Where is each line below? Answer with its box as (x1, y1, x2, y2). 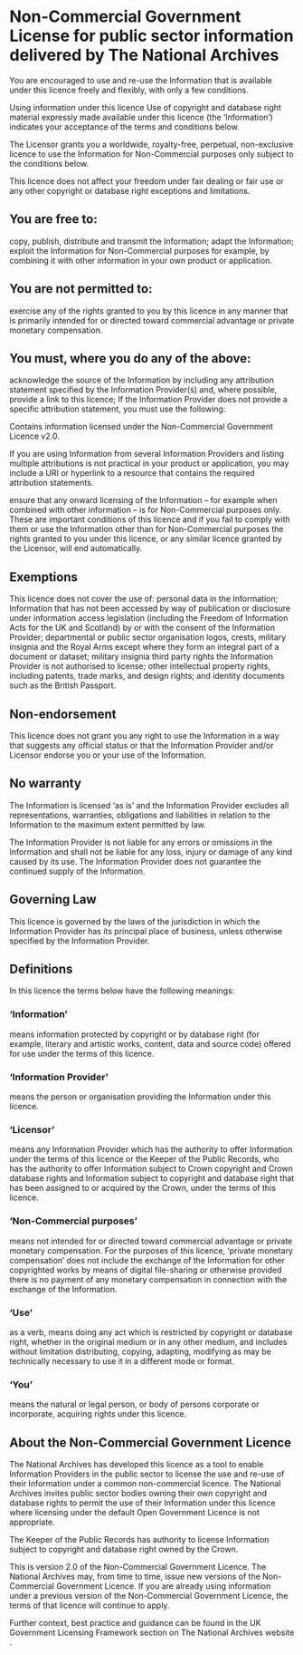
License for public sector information (9, 25, 294, 46)
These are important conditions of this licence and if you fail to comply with (9, 514, 291, 525)
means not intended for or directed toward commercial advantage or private (9, 1235, 293, 1246)
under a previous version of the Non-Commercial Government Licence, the (9, 1591, 289, 1602)
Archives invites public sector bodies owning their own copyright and (9, 1488, 268, 1499)
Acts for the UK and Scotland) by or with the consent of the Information (9, 623, 276, 634)
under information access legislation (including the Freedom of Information (9, 613, 289, 624)
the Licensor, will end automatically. (9, 543, 143, 554)
